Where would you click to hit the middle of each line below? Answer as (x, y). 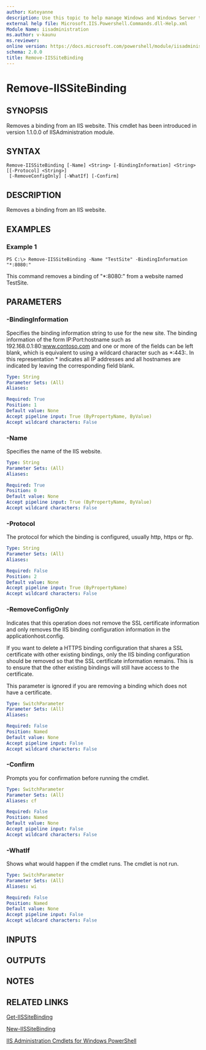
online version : (27, 47)
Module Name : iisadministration (48, 29)
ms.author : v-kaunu (31, 35)
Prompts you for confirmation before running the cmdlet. (78, 778)
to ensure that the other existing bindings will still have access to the (93, 667)
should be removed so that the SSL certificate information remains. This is (100, 660)
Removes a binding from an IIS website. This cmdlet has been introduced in (102, 125)
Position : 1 (21, 405)
